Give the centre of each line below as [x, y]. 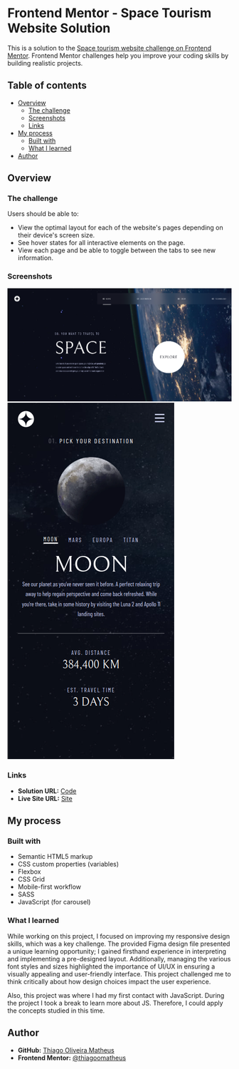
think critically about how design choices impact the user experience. [109, 981]
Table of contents [47, 86]
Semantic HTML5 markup [55, 857]
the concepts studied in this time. [56, 1011]
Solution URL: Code [47, 791]
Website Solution [59, 28]
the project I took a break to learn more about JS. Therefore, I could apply [115, 1003]
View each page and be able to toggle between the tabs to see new [116, 250]
